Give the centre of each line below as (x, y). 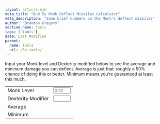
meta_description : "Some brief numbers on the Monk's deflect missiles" (80, 18)
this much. (16, 79)
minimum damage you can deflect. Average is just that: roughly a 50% (75, 69)
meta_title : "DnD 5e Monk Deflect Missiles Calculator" (63, 14)
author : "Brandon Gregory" (32, 23)
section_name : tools (26, 28)
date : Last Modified (26, 37)
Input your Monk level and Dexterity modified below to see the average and (80, 64)
